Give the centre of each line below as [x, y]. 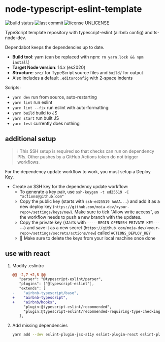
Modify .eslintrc [28, 265]
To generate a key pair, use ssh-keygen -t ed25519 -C [74, 192]
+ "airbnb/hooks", [34, 302]
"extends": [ [32, 289]
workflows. [29, 162]
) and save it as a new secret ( [54, 227]
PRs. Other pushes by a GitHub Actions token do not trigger [78, 156]
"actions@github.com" [42, 196]
